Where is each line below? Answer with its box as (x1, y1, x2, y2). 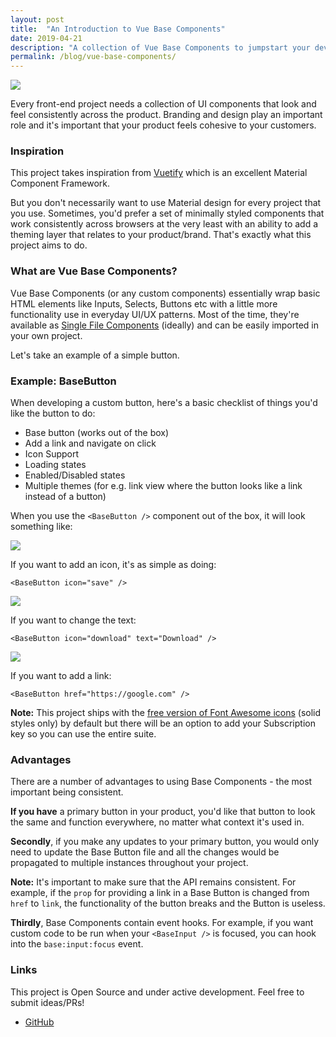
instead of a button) (24, 491, 107, 503)
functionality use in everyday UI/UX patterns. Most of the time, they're (10, 308, 300, 320)
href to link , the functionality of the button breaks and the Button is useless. (10, 897, 326, 910)
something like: (10, 521, 73, 533)
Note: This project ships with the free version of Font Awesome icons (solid (10, 707, 322, 719)
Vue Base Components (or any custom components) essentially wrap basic (10, 287, 321, 299)
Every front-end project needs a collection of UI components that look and (10, 98, 317, 110)
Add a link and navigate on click (24, 437, 157, 450)
